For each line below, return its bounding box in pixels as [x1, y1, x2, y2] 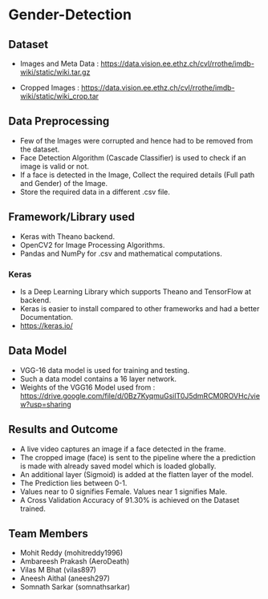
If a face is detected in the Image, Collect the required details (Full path [19, 170, 255, 180]
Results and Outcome [8, 423, 119, 436]
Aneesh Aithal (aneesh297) [19, 573, 111, 583]
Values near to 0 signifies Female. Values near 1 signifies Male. [19, 487, 227, 496]
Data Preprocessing [8, 115, 110, 128]
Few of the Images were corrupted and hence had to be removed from [19, 136, 254, 145]
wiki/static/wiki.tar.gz [19, 67, 91, 77]
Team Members [8, 527, 88, 540]
